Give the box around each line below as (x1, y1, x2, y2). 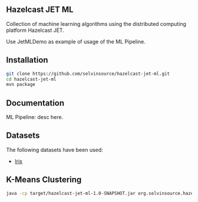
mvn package (6, 82, 35, 88)
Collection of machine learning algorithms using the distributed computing (6, 20, 187, 27)
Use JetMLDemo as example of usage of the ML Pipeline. (6, 38, 146, 45)
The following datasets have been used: (6, 146, 103, 153)
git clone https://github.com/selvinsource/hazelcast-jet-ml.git (6, 71, 170, 77)
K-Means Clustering (6, 175, 82, 185)
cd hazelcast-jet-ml (6, 76, 57, 82)
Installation (6, 55, 48, 65)
